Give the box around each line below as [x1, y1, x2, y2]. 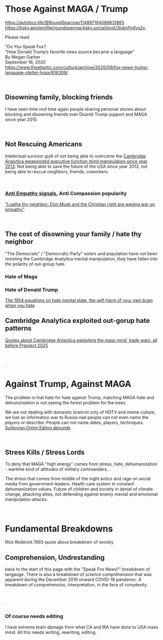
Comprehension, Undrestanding [5, 553, 105, 561]
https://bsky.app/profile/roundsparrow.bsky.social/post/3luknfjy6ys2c [5, 24, 145, 30]
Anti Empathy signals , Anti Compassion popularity [5, 190, 127, 197]
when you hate [5, 302, 35, 308]
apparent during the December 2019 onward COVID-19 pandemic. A [5, 577, 142, 582]
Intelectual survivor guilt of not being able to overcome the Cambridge [5, 153, 146, 159]
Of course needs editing [5, 613, 63, 620]
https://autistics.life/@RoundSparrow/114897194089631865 [5, 20, 125, 25]
